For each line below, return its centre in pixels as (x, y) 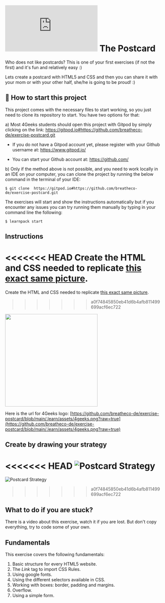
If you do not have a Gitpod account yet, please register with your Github (86, 144)
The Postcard (128, 49)
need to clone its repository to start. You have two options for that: (72, 115)
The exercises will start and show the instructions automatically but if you (80, 202)
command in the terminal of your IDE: (43, 179)
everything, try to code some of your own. (48, 527)
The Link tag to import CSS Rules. (47, 569)
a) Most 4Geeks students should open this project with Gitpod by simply (78, 124)
